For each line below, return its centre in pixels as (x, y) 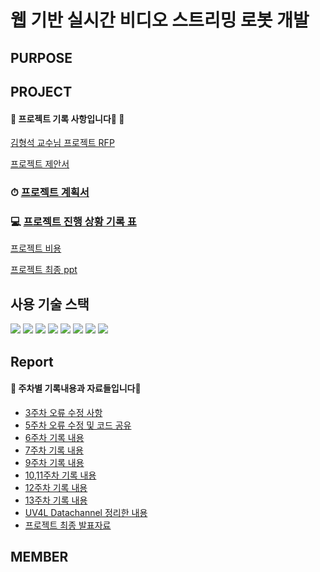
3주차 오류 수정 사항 (63, 412)
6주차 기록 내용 (54, 437)
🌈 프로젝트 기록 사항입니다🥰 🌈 (67, 118)
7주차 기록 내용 (54, 450)
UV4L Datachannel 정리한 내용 (86, 512)
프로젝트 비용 (36, 248)
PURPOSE (41, 57)
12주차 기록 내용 (56, 487)
